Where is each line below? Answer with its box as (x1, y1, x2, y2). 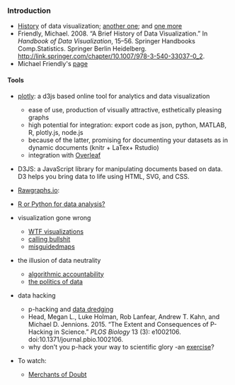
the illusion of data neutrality (17, 256, 101, 264)
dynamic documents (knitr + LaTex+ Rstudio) (28, 143, 159, 151)
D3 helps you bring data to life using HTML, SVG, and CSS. (17, 172, 190, 180)
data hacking (17, 291, 56, 300)
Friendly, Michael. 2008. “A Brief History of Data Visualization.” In (17, 29, 208, 38)
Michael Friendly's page (17, 60, 88, 68)
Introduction (7, 6, 51, 16)
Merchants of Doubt (28, 370, 87, 379)
